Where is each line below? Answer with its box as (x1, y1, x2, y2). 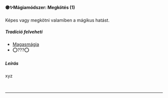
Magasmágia (12, 41, 39, 47)
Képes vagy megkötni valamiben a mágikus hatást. (5, 17, 110, 23)
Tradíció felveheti (5, 28, 43, 34)
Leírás (5, 60, 19, 66)
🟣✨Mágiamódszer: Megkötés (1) (5, 4, 75, 10)
